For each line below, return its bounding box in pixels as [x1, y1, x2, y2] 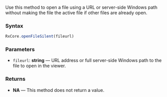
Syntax [5, 22, 23, 29]
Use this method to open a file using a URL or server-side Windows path [5, 5, 157, 10]
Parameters [5, 46, 35, 53]
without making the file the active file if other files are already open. [5, 10, 148, 16]
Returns [5, 76, 26, 83]
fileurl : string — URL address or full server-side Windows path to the [12, 57, 162, 63]
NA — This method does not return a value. [12, 87, 105, 93]
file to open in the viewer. [12, 63, 66, 69]
